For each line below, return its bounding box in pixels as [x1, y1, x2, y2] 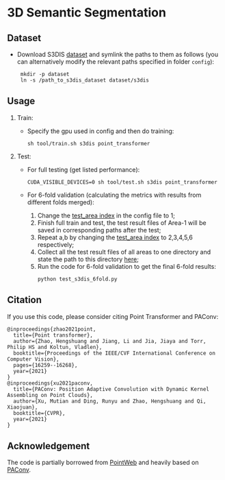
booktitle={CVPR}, [13, 409, 66, 416]
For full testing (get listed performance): [27, 165, 140, 173]
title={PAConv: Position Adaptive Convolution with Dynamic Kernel [13, 385, 210, 392]
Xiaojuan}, [7, 403, 38, 411]
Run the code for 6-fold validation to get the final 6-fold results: [37, 262, 217, 270]
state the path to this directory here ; [37, 255, 139, 263]
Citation [7, 294, 42, 306]
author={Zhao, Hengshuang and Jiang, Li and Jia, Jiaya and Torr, [13, 337, 207, 344]
